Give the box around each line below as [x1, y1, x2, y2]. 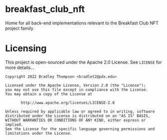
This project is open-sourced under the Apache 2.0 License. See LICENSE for [5, 59, 162, 65]
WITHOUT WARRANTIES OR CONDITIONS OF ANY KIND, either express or [5, 118, 146, 123]
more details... [5, 64, 35, 70]
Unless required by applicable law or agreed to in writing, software [5, 109, 155, 114]
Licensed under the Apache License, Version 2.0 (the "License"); [5, 83, 146, 88]
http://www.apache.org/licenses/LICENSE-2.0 [20, 100, 115, 105]
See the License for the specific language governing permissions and [5, 126, 155, 132]
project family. [5, 25, 35, 31]
